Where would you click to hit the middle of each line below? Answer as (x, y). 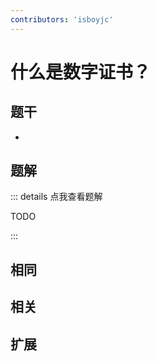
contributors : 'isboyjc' (62, 19)
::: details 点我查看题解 (56, 197)
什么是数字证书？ (81, 72)
